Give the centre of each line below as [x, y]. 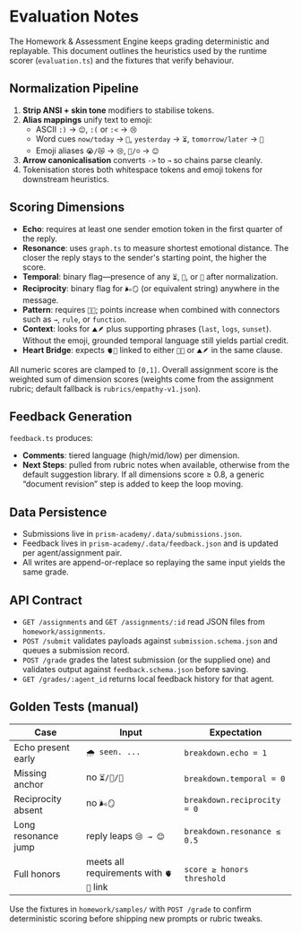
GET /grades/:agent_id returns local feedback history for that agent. [148, 679]
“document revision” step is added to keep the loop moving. [133, 484]
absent [28, 810]
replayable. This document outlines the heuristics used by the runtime [138, 50]
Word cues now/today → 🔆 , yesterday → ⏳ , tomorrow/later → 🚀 [150, 138]
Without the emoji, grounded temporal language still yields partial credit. [155, 340]
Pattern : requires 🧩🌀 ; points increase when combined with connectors [151, 309]
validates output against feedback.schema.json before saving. [135, 669]
